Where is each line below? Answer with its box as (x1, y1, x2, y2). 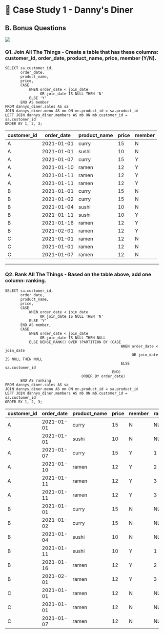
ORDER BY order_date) (81, 373, 125, 379)
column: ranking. (5, 277, 46, 284)
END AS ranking (20, 378, 51, 383)
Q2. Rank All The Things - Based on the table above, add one (5, 271, 151, 278)
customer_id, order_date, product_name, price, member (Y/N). (5, 55, 157, 61)
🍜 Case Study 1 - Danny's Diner (5, 4, 133, 16)
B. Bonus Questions (5, 24, 66, 32)
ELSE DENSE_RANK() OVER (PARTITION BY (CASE (29, 339, 121, 345)
